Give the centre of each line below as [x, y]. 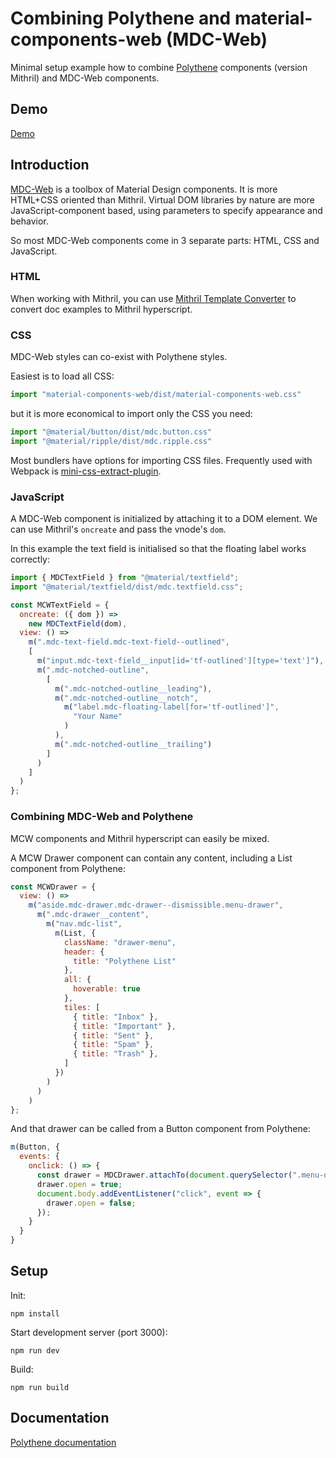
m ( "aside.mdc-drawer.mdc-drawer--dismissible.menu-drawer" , [156, 905]
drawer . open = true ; [79, 1184]
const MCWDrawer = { [53, 887]
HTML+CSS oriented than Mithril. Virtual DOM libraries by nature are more [162, 199]
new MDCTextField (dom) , [78, 623]
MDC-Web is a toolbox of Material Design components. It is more [144, 189]
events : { [39, 1157]
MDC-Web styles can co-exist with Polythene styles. [119, 357]
